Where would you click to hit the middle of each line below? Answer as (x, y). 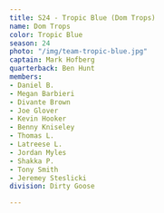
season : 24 (30, 43)
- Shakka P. (32, 161)
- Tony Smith (34, 169)
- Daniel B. (32, 85)
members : (26, 77)
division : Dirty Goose (52, 187)
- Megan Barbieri (42, 93)
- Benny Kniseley (42, 128)
